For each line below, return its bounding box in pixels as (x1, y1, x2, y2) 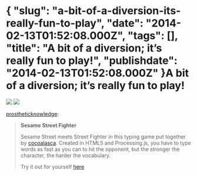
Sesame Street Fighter (20, 121, 77, 128)
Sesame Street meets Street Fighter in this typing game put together (20, 133, 186, 140)
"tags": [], (127, 29, 178, 42)
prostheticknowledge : (6, 110, 59, 117)
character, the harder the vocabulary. (20, 151, 111, 159)
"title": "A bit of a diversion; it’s (6, 42, 162, 55)
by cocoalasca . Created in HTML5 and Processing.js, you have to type (20, 139, 191, 146)
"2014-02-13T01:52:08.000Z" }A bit (6, 66, 189, 80)
